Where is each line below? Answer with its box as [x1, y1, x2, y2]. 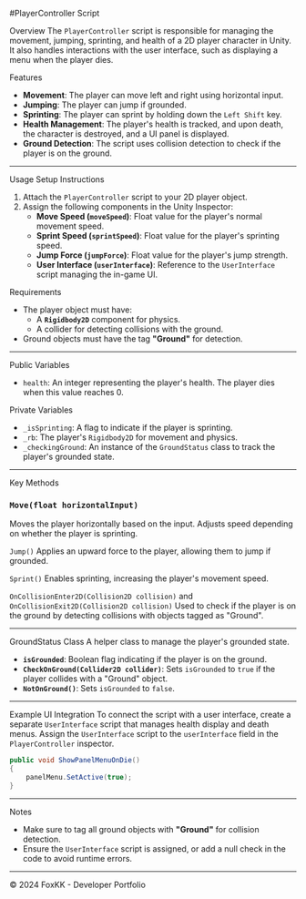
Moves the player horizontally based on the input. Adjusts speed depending [9, 518, 293, 529]
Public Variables [9, 360, 70, 370]
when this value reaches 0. [22, 387, 125, 397]
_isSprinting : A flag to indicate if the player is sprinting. [22, 423, 233, 433]
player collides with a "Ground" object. [22, 673, 168, 684]
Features [9, 72, 43, 83]
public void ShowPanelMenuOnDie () [9, 756, 141, 765]
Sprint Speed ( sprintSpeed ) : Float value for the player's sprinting [36, 230, 280, 240]
